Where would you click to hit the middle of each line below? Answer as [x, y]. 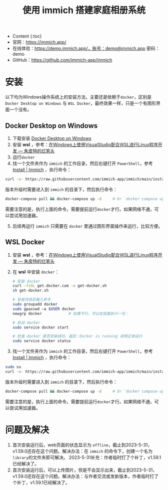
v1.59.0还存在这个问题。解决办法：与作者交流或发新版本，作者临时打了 [85, 476]
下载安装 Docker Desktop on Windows [52, 138]
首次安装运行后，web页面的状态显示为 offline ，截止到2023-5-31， [82, 445]
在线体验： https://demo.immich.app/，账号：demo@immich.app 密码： [86, 49]
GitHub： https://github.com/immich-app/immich [62, 60]
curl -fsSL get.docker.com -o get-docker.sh [59, 286]
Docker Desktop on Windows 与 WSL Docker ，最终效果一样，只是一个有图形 [81, 103]
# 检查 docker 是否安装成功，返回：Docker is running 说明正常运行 [77, 337]
